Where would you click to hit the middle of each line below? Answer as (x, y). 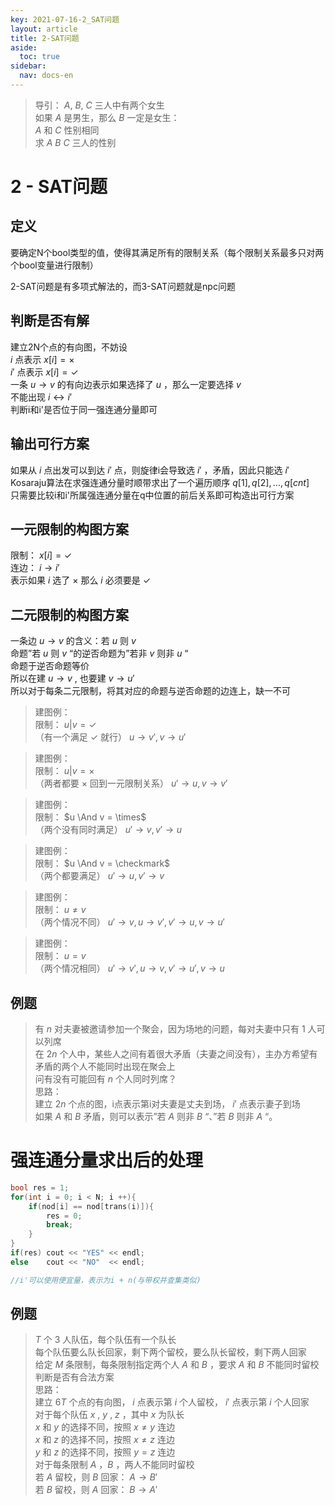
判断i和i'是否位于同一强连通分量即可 (84, 409)
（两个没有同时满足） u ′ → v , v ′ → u (108, 830)
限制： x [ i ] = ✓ (41, 555)
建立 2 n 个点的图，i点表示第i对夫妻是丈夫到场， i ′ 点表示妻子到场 (167, 1103)
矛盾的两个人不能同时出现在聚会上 (105, 1066)
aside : (24, 47)
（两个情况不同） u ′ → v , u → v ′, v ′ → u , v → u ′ (129, 922)
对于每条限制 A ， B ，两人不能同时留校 (114, 1465)
